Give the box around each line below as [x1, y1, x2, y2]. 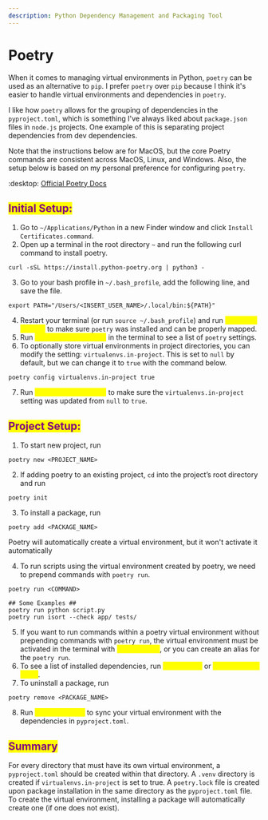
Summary [8, 739, 58, 753]
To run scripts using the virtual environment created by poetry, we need [19, 561, 256, 571]
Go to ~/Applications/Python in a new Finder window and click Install [19, 223, 254, 233]
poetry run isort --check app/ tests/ [8, 613, 137, 622]
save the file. [19, 286, 62, 296]
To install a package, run [19, 508, 101, 518]
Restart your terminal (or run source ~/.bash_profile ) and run [19, 316, 223, 325]
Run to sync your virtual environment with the [19, 708, 222, 718]
